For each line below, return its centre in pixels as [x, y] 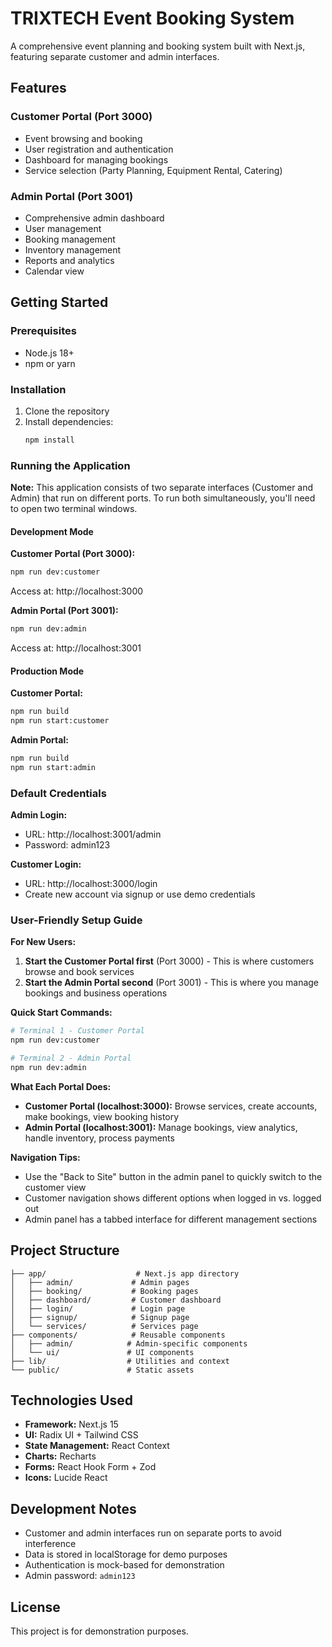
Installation [38, 389]
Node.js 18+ [49, 353]
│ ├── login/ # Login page [98, 1308]
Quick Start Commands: [61, 1013]
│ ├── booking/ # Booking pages [104, 1291]
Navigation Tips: [45, 1157]
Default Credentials [58, 793]
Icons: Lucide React [66, 1478]
